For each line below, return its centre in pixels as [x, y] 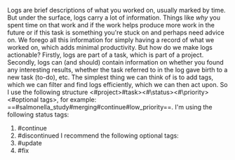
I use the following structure [48, 92]
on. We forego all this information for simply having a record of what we [111, 40]
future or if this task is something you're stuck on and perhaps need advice [116, 32]
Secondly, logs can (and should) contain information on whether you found [116, 62]
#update [29, 143]
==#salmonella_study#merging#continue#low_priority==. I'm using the [110, 107]
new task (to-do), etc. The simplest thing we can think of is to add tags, [110, 77]
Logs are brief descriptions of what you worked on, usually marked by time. [116, 10]
